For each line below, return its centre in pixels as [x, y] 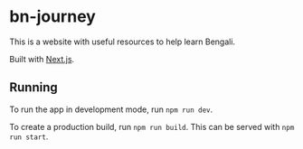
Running [34, 88]
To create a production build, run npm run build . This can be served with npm [152, 126]
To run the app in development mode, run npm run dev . [111, 109]
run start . [29, 136]
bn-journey [53, 17]
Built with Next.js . [42, 59]
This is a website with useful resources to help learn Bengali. [123, 42]
